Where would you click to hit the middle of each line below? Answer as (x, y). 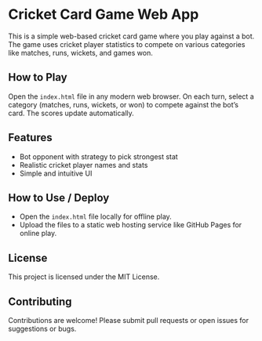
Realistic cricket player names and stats (84, 165)
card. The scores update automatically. (71, 113)
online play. (38, 234)
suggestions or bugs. (42, 328)
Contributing (40, 301)
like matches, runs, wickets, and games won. (80, 53)
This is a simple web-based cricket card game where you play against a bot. (131, 36)
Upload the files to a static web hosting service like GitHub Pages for (131, 225)
